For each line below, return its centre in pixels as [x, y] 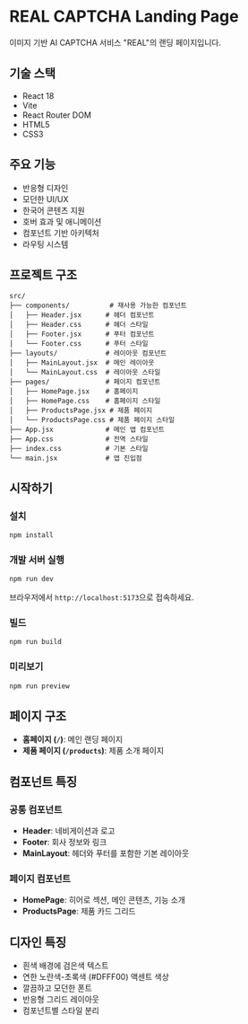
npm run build [36, 642]
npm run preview [39, 686]
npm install [31, 535]
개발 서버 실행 [37, 560]
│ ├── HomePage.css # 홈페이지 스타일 [85, 402]
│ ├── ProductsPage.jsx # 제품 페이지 [81, 410]
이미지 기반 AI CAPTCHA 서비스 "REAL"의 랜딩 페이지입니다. [115, 42]
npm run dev [31, 579]
